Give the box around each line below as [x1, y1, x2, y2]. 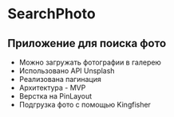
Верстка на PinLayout [18, 92, 93, 100]
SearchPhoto [7, 5, 97, 23]
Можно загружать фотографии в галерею [18, 57, 161, 67]
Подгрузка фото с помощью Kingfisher [18, 100, 151, 109]
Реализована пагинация [18, 75, 101, 84]
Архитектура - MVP [18, 83, 86, 92]
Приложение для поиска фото [7, 37, 167, 50]
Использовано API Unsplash [18, 66, 115, 76]
